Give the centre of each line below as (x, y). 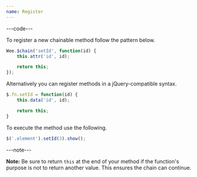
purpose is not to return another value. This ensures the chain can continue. (99, 168)
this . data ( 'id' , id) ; (43, 100)
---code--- (20, 28)
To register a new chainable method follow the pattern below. (81, 40)
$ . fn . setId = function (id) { (42, 95)
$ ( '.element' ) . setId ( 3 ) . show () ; (46, 139)
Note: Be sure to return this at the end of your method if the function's (93, 161)
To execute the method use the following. (57, 127)
